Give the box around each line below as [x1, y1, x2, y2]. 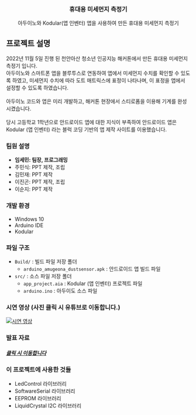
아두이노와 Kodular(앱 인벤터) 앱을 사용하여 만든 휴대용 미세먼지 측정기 [17, 19, 180, 27]
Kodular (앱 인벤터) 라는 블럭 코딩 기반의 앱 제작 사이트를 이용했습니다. [6, 126, 167, 133]
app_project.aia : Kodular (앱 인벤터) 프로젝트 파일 [23, 280, 143, 287]
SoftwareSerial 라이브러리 [14, 387, 75, 395]
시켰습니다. [6, 105, 32, 112]
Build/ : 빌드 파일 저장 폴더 [14, 258, 77, 265]
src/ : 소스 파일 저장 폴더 [14, 273, 72, 279]
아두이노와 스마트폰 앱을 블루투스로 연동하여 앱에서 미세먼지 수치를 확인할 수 [6, 70, 180, 77]
